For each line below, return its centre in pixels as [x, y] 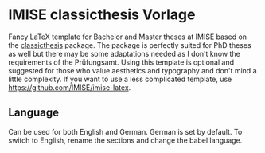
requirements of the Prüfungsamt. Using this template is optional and [121, 62]
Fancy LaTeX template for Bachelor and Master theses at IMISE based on [128, 37]
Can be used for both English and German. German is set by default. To [125, 131]
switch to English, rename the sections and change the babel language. [125, 140]
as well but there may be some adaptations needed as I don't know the [124, 53]
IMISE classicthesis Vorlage [102, 15]
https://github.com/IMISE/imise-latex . [70, 87]
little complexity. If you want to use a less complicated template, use [120, 79]
